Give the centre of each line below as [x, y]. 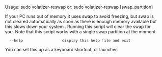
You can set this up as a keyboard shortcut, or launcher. [62, 50]
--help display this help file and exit [70, 41]
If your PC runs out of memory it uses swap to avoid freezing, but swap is [79, 16]
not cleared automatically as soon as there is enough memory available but [81, 21]
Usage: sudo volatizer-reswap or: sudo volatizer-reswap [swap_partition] [79, 7]
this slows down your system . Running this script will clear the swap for [78, 27]
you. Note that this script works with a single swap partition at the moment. [81, 32]
